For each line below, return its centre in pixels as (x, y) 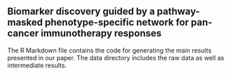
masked (25, 23)
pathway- (178, 12)
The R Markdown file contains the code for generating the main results (110, 50)
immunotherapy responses (101, 33)
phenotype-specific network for (117, 23)
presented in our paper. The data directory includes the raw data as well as (116, 57)
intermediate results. (37, 65)
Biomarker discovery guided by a (81, 12)
